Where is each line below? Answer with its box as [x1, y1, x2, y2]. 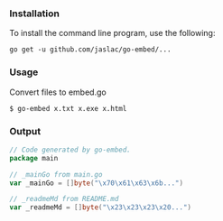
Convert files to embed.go [9, 87, 107, 97]
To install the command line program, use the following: [9, 28, 216, 39]
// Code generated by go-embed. [9, 145, 131, 154]
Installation [9, 7, 60, 20]
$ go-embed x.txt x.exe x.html [9, 104, 127, 113]
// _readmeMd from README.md [9, 195, 119, 204]
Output [9, 124, 42, 137]
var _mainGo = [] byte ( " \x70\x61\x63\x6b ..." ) [9, 179, 183, 188]
